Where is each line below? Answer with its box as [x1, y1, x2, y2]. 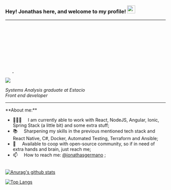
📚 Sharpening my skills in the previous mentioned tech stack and [12, 128, 155, 134]
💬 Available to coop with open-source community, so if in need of [12, 141, 155, 147]
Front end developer [5, 92, 48, 99]
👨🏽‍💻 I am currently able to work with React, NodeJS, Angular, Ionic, [12, 117, 159, 123]
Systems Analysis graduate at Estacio [5, 87, 85, 93]
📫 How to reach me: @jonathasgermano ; [12, 152, 106, 158]
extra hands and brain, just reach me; [12, 146, 92, 152]
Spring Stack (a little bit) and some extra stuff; [12, 122, 109, 128]
